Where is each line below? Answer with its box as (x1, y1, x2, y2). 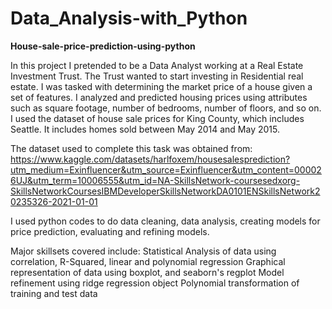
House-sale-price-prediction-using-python (10, 40, 196, 52)
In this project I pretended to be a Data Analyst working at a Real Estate (10, 59, 304, 71)
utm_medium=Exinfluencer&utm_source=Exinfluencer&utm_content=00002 (10, 163, 322, 176)
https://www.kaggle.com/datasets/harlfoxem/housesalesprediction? (10, 153, 291, 165)
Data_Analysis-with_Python (10, 7, 248, 30)
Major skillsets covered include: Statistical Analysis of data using (10, 245, 277, 257)
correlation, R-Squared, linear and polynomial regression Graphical (10, 255, 286, 267)
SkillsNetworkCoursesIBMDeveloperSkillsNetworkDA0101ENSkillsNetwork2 (10, 185, 321, 197)
